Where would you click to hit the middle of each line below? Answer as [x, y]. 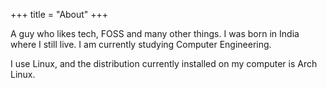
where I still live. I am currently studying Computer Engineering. [141, 44]
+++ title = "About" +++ [59, 14]
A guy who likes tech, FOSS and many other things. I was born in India [155, 33]
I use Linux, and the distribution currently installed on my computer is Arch [164, 63]
